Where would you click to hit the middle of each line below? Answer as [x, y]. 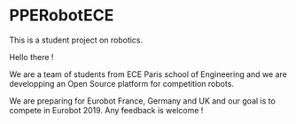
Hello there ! [31, 57]
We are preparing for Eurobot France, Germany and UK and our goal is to [143, 101]
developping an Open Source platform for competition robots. [122, 83]
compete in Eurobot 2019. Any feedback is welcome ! [106, 110]
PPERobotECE [62, 15]
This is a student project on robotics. [76, 40]
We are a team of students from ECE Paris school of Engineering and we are [148, 74]
